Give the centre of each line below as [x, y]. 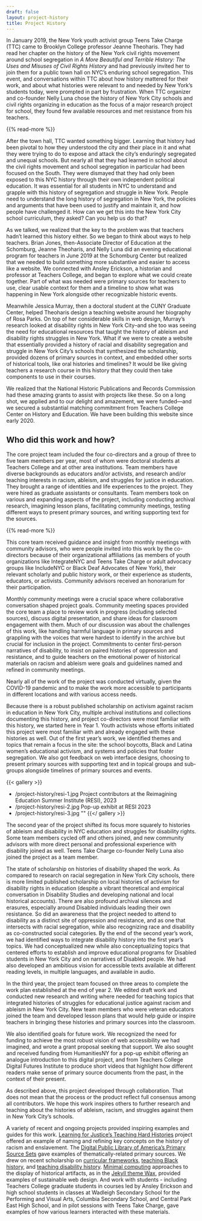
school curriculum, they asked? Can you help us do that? [77, 218]
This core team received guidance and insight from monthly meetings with [99, 542]
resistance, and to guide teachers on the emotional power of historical [93, 657]
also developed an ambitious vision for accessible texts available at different [101, 965]
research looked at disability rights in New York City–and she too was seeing [101, 325]
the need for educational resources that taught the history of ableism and [97, 332]
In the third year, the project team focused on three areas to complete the [97, 984]
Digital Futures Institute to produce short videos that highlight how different [99, 1066]
